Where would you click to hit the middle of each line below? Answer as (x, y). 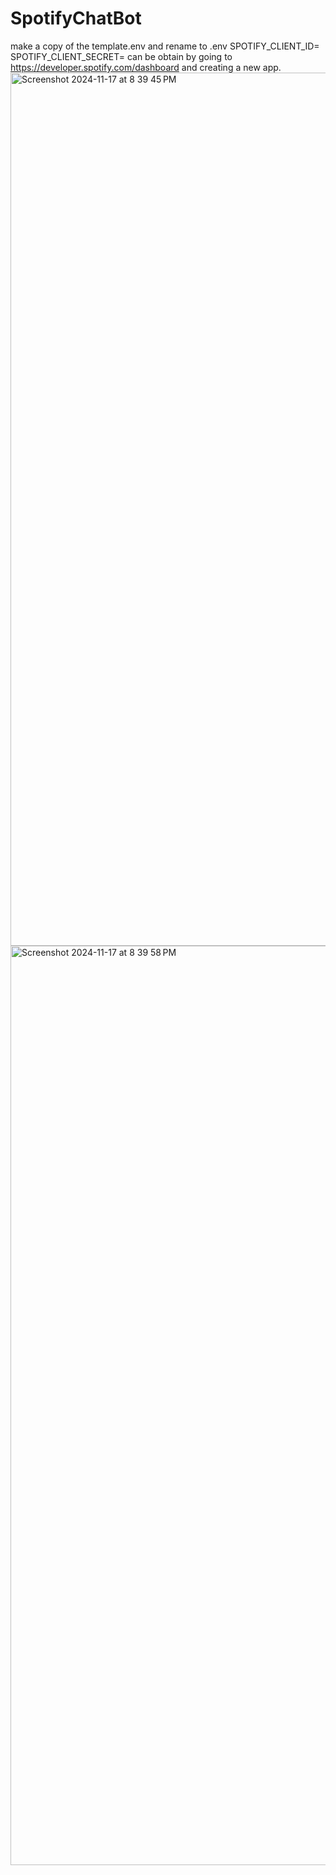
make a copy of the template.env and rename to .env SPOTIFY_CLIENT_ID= (165, 46)
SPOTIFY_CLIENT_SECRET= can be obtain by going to (121, 56)
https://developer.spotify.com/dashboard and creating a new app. (146, 67)
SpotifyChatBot (76, 18)
